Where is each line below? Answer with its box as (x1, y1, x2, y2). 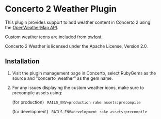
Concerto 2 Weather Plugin (5, 3, 117, 15)
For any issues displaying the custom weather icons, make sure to (12, 85, 144, 90)
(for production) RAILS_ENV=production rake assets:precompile (12, 99, 141, 105)
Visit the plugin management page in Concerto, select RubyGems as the (12, 70, 156, 76)
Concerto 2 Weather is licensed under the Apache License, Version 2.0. (5, 43, 148, 49)
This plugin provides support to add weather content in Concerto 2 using (5, 19, 151, 25)
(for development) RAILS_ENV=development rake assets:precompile (12, 108, 147, 114)
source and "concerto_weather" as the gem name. (12, 75, 113, 81)
